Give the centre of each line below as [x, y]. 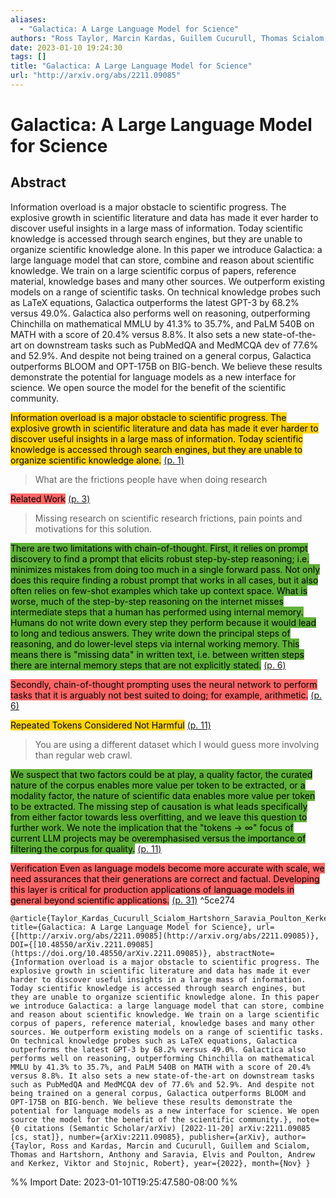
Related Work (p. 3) [50, 498]
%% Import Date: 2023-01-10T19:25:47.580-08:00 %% [124, 1182]
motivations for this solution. [93, 528]
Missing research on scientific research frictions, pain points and [168, 518]
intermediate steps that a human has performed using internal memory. [157, 612]
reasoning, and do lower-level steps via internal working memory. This [155, 643]
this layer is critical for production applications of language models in [152, 889]
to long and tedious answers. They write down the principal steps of [150, 633]
